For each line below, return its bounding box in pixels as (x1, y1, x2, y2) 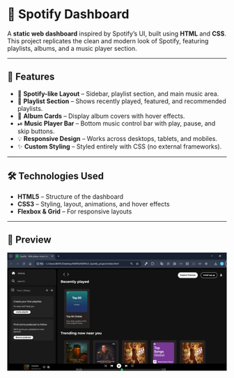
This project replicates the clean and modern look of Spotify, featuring (7, 36, 209, 45)
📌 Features (7, 71, 55, 83)
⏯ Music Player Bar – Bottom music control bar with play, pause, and (17, 119, 216, 128)
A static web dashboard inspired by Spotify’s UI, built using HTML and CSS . (7, 29, 226, 38)
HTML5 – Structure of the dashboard (17, 192, 124, 201)
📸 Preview (7, 234, 52, 245)
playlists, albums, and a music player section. (7, 44, 137, 52)
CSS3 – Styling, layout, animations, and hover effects (17, 199, 170, 208)
